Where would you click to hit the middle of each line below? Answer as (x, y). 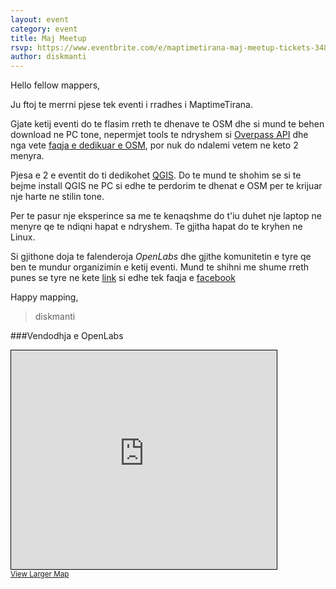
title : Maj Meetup (48, 38)
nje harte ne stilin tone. (57, 197)
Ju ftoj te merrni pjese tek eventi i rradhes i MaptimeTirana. (132, 105)
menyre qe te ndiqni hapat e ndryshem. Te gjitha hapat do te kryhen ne (156, 227)
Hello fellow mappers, (55, 85)
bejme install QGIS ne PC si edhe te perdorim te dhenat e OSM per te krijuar (166, 186)
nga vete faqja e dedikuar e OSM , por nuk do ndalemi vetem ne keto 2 (154, 145)
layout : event (40, 19)
